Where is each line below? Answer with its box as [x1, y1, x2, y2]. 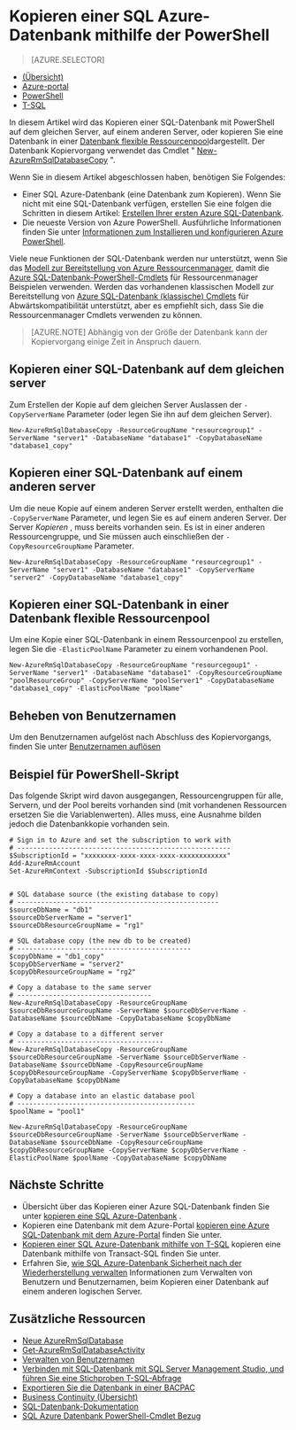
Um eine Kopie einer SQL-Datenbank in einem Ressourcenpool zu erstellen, [9, 634, 285, 645]
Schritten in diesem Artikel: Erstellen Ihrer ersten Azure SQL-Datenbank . [21, 207, 285, 218]
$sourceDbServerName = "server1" [9, 913, 133, 922]
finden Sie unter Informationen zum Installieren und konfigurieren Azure [21, 226, 284, 237]
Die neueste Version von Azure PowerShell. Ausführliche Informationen [21, 217, 282, 228]
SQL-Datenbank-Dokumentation [21, 1401, 140, 1411]
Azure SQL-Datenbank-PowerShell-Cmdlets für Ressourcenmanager [9, 272, 259, 283]
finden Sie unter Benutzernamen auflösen [9, 742, 161, 752]
